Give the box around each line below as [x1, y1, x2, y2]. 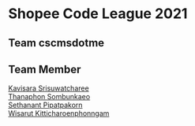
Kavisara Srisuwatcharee [8, 83, 89, 93]
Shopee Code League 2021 [8, 5, 188, 23]
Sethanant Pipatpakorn [8, 100, 83, 110]
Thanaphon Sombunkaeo [8, 92, 91, 102]
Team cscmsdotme [8, 36, 105, 50]
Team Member [8, 62, 81, 76]
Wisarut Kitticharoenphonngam [8, 109, 110, 118]
